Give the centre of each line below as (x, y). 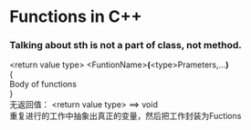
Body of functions (43, 85)
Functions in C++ (76, 17)
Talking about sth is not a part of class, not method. (125, 45)
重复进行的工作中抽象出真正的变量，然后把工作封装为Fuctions (125, 116)
